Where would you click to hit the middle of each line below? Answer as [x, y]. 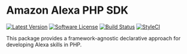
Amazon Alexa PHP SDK [67, 10]
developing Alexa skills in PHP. [44, 45]
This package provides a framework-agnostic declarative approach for [93, 38]
